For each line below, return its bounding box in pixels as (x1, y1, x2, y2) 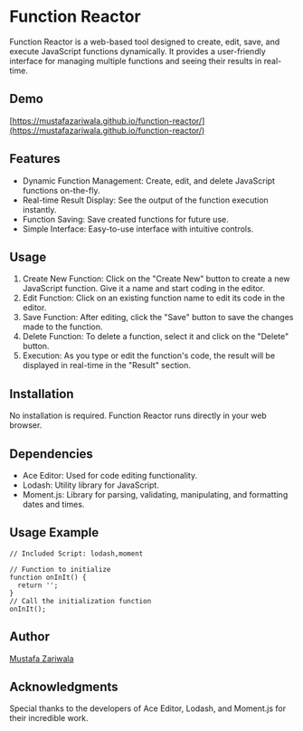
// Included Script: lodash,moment (9, 549, 144, 558)
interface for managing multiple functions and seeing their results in (9, 55, 262, 66)
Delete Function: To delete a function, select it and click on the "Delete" (22, 331, 289, 342)
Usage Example (9, 525, 99, 540)
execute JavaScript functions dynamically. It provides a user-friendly (9, 45, 267, 56)
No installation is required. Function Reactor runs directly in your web (9, 410, 267, 422)
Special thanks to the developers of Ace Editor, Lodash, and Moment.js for (9, 703, 287, 714)
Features (9, 151, 61, 166)
